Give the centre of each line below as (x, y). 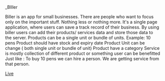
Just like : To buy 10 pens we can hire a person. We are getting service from (82, 59)
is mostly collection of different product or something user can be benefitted (83, 53)
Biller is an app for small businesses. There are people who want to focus (79, 17)
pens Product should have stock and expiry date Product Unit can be (75, 43)
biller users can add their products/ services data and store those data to (79, 32)
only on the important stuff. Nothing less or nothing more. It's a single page (81, 22)
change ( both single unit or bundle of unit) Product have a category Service (82, 48)
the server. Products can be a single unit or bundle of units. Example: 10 (78, 38)
